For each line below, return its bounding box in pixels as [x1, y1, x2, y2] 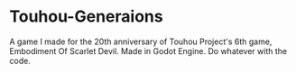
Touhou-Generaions [9, 6, 164, 27]
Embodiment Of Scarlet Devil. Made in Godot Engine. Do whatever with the [9, 45, 287, 56]
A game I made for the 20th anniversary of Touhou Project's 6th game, [9, 36, 273, 47]
